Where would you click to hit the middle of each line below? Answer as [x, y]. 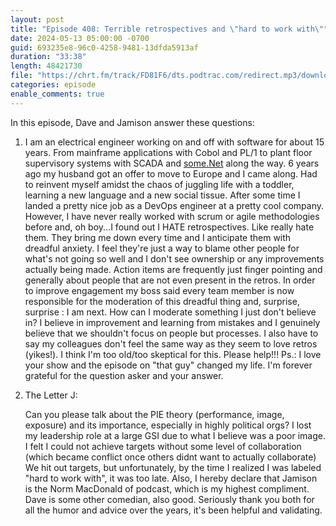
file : [21, 76]
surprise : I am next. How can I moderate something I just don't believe [170, 312]
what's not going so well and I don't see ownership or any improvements [174, 258]
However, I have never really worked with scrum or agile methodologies [172, 216]
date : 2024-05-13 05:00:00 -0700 [80, 38]
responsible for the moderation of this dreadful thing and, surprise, [162, 301]
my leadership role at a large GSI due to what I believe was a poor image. [175, 435]
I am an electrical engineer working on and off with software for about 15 [174, 142]
